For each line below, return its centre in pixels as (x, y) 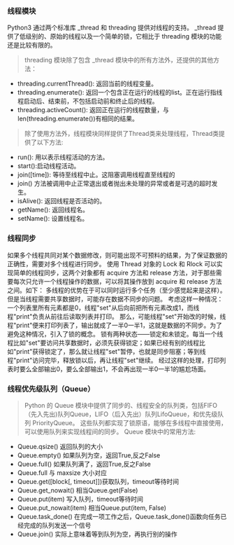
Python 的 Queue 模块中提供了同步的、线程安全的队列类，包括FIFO (121, 405)
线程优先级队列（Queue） (51, 389)
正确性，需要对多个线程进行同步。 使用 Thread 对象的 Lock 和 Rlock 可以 (112, 263)
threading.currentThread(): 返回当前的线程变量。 (87, 84)
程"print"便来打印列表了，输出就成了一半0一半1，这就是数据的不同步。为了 (115, 325)
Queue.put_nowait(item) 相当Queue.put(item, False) (92, 508)
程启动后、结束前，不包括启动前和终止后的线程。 (88, 101)
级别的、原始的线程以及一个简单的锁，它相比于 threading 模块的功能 (124, 36)
